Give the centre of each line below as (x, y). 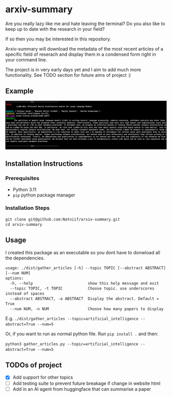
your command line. (26, 59)
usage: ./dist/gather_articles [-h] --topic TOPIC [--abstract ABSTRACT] (86, 268)
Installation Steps (28, 208)
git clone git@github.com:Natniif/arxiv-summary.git (63, 219)
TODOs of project (34, 365)
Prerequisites (22, 179)
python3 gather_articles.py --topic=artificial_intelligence (72, 344)
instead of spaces (25, 293)
